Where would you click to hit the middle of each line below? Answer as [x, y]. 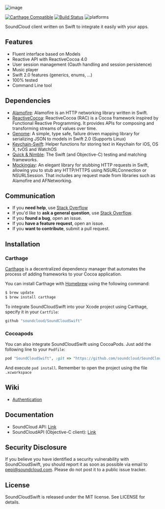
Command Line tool [32, 85]
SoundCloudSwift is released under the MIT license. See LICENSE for [75, 497]
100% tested [25, 80]
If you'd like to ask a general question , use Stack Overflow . [72, 213]
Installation [23, 244]
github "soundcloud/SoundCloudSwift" [44, 321]
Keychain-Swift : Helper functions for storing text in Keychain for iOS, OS [85, 144]
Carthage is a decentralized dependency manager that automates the [75, 269]
